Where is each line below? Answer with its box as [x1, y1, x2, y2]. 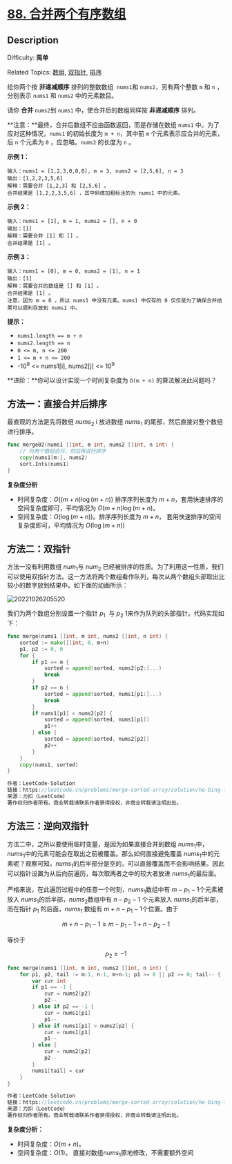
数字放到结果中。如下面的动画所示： [25, 581, 128, 590]
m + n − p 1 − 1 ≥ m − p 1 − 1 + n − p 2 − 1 [61, 920, 171, 929]
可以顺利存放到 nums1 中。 [12, 304, 81, 311]
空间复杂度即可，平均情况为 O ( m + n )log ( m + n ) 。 [17, 503, 159, 512]
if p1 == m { [32, 659, 70, 666]
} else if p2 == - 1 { [32, 1003, 95, 1010]
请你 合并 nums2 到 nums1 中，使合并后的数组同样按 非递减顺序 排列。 [7, 106, 200, 114]
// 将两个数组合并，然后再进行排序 [19, 448, 106, 455]
